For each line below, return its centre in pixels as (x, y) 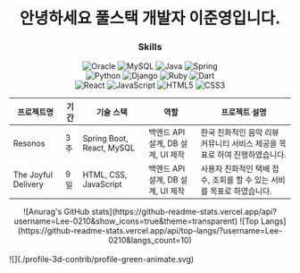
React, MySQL (109, 148)
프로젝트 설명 (244, 112)
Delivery (29, 184)
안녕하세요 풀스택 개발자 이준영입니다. (150, 18)
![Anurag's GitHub (57, 211)
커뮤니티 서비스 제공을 (239, 143)
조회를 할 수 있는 (241, 180)
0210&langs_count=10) (150, 240)
